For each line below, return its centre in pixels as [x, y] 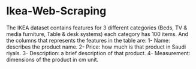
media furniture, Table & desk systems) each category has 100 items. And [97, 34]
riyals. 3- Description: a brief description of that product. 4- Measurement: [98, 53]
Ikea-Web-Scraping [56, 11]
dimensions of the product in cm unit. [52, 59]
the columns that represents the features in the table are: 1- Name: [88, 40]
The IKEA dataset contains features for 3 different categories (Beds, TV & [97, 28]
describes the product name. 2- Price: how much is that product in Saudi [96, 47]
